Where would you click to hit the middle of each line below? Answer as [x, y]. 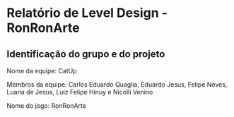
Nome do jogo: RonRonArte [46, 106]
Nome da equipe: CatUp [42, 71]
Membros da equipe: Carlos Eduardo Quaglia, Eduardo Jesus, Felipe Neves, [117, 85]
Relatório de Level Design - [87, 13]
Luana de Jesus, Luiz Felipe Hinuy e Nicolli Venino [80, 92]
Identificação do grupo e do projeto [86, 54]
